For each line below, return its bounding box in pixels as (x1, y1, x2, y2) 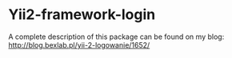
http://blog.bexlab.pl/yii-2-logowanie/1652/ (8, 40, 150, 49)
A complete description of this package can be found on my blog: (8, 32, 225, 41)
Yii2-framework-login (8, 6, 156, 24)
